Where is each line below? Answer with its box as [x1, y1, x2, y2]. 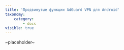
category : [14, 16, 34, 21]
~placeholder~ [5, 39, 35, 45]
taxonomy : [5, 12, 26, 17]
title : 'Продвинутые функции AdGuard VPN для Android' [5, 7, 120, 12]
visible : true [5, 26, 34, 31]
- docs [23, 21, 36, 26]
